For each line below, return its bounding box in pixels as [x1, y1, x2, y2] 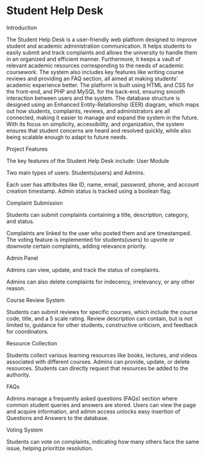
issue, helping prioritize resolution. [6, 445, 94, 452]
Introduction [6, 24, 37, 31]
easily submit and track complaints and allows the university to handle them [6, 48, 198, 56]
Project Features [6, 145, 48, 152]
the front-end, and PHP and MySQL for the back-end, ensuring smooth [6, 88, 185, 95]
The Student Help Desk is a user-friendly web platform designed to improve [6, 36, 198, 43]
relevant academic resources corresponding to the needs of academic [6, 62, 184, 69]
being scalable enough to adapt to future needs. [6, 133, 128, 141]
